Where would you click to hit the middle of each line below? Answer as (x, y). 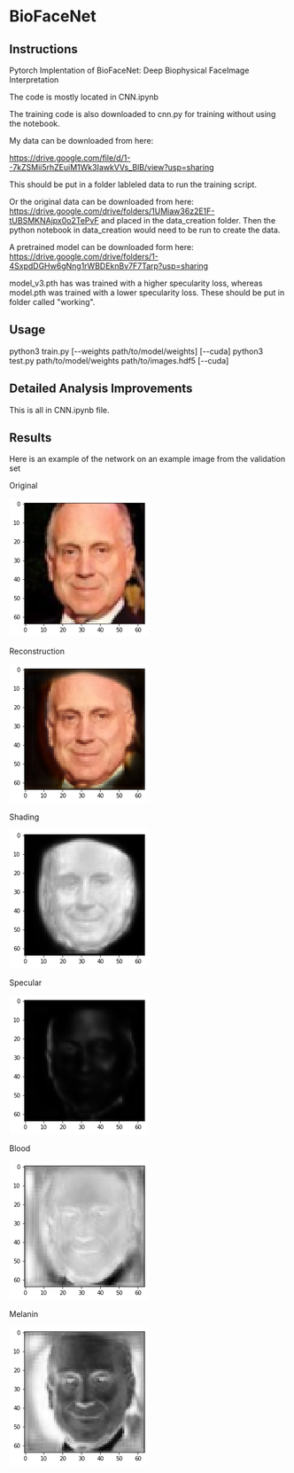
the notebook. (35, 123)
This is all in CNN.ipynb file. (59, 410)
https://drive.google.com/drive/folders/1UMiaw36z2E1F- (112, 211)
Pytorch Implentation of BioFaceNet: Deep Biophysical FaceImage (129, 70)
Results (31, 438)
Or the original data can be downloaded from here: (102, 202)
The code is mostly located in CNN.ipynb (84, 97)
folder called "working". (52, 302)
